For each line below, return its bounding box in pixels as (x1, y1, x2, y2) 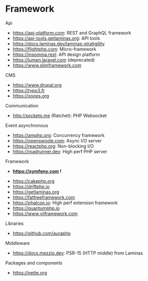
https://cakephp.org (12, 178, 55, 184)
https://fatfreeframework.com (12, 194, 75, 200)
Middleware (5, 240, 30, 246)
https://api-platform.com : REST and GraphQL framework (12, 30, 131, 36)
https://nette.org (12, 269, 47, 275)
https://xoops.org (12, 93, 49, 99)
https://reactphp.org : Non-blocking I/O (12, 143, 94, 149)
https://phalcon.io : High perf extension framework (12, 200, 118, 206)
